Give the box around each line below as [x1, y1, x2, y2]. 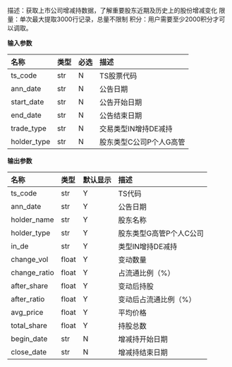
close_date [11, 347, 47, 356]
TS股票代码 [99, 71, 138, 80]
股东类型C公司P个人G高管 [99, 137, 185, 147]
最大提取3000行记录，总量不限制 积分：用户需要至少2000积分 [31, 15, 214, 23]
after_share [11, 281, 49, 291]
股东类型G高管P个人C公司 [118, 229, 204, 238]
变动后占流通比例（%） [118, 295, 196, 304]
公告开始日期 [99, 97, 142, 107]
